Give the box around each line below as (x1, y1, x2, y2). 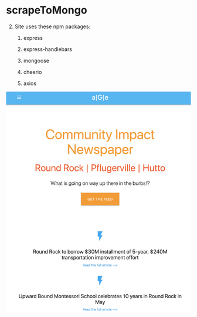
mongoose (23, 57, 50, 64)
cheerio (23, 68, 42, 75)
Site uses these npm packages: (14, 23, 91, 30)
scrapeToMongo (6, 4, 87, 17)
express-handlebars (23, 45, 72, 53)
